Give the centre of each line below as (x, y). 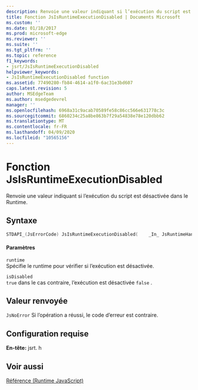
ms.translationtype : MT (35, 122)
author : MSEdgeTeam (30, 94)
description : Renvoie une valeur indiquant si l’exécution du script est (99, 12)
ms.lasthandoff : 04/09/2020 (41, 132)
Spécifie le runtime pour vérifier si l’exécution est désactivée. (80, 266)
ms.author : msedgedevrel (37, 99)
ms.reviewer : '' (26, 39)
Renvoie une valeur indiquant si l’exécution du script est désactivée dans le (97, 196)
